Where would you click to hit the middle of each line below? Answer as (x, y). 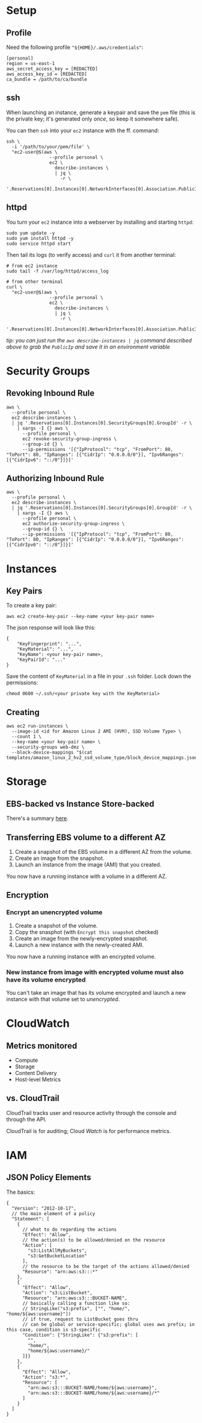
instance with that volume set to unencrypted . (63, 999)
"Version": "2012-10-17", (44, 1208)
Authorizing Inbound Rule (55, 478)
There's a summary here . (37, 818)
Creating (23, 712)
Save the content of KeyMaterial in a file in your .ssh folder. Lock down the (99, 677)
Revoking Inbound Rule (50, 393)
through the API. (26, 1119)
